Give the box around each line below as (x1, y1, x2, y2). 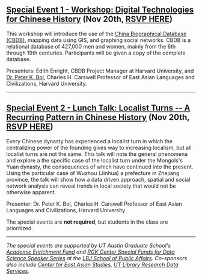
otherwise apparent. (6, 188, 57, 195)
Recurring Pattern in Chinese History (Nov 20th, (6, 112, 190, 122)
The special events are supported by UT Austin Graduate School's (6, 242, 171, 249)
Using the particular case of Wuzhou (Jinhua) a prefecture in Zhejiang (6, 169, 180, 176)
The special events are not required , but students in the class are (6, 218, 168, 225)
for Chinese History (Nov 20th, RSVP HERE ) (6, 14, 173, 25)
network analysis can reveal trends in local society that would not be (6, 182, 176, 189)
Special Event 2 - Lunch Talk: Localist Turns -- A (6, 103, 191, 113)
